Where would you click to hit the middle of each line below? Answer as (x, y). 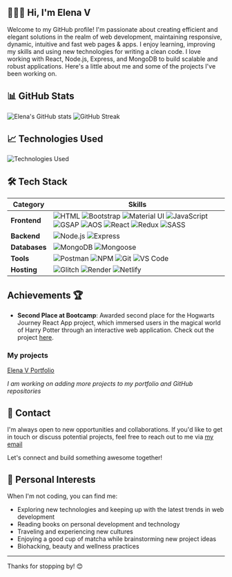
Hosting (24, 270)
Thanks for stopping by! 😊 (45, 566)
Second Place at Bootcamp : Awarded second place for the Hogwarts (116, 315)
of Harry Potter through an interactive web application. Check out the (116, 330)
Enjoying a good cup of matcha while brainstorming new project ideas (116, 539)
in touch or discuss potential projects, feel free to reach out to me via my (110, 437)
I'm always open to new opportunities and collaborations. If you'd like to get (115, 430)
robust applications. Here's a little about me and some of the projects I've (112, 66)
